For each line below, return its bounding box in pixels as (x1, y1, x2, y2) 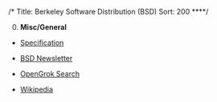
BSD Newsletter (19, 54, 73, 63)
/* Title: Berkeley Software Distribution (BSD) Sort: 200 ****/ (8, 7, 209, 16)
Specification (19, 38, 64, 47)
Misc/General (19, 22, 67, 31)
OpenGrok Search (19, 69, 80, 79)
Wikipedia (19, 84, 54, 94)
